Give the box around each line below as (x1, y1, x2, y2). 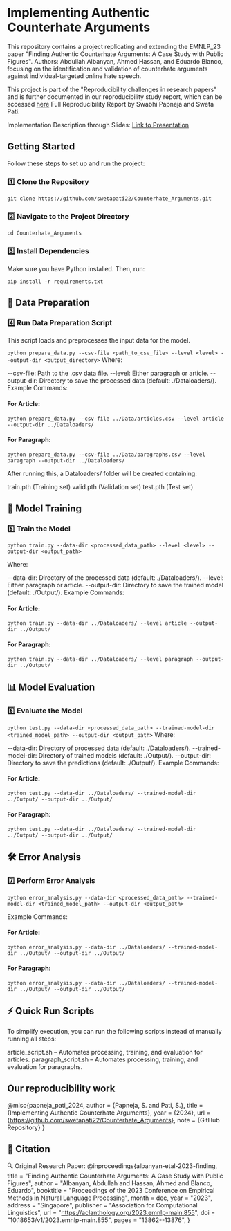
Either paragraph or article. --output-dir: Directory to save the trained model (7, 581, 223, 590)
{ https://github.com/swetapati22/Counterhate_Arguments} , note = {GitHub (7, 1115, 220, 1124)
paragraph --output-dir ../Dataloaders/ (7, 457, 126, 464)
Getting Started (7, 140, 75, 153)
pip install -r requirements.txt (7, 278, 104, 285)
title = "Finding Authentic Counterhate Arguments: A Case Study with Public (7, 1171, 223, 1180)
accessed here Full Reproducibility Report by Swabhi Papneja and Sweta (7, 100, 214, 108)
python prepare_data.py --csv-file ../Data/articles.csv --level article (7, 415, 225, 422)
